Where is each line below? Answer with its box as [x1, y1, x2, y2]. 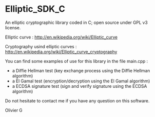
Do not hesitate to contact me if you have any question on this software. [5, 97, 150, 103]
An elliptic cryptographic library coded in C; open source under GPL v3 [5, 19, 148, 25]
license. [5, 24, 21, 30]
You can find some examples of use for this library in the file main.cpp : [5, 58, 148, 64]
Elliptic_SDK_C [5, 3, 65, 15]
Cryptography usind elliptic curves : [5, 43, 77, 49]
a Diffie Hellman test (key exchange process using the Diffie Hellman [12, 67, 150, 74]
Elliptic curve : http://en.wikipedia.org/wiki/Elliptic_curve [5, 34, 118, 40]
